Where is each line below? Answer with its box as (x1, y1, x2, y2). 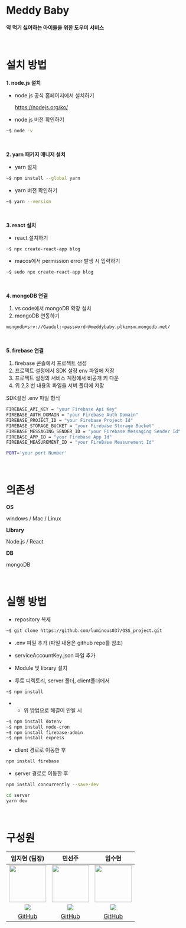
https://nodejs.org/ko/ (14, 103, 68, 110)
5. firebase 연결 (6, 347, 44, 354)
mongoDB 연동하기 (14, 312, 60, 319)
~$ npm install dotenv (6, 719, 62, 724)
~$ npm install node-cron (6, 724, 70, 730)
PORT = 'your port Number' (6, 450, 67, 456)
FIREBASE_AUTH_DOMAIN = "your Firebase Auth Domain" (6, 412, 139, 418)
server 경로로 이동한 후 (14, 770, 68, 777)
